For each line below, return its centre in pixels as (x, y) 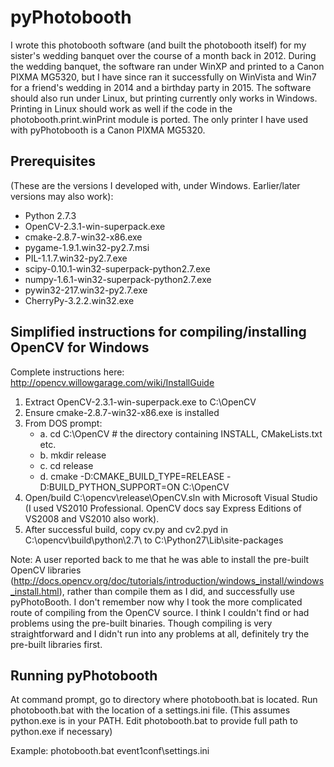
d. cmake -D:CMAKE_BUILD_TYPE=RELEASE (132, 476)
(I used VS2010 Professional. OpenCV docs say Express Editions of (163, 508)
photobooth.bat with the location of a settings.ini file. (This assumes (150, 710)
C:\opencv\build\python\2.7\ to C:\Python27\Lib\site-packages (154, 540)
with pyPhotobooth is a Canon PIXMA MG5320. (108, 130)
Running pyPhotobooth (84, 675)
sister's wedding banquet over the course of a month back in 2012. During (163, 55)
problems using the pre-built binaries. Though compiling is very (141, 623)
